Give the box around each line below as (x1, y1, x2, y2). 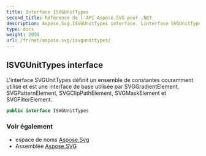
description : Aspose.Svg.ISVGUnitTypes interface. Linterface (6, 20, 169, 26)
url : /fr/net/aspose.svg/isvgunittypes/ (6, 37, 112, 43)
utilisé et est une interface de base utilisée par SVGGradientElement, (6, 83, 180, 90)
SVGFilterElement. (6, 95, 53, 103)
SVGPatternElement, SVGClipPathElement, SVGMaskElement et (6, 89, 167, 97)
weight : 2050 (6, 32, 40, 38)
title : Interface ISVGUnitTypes (6, 9, 89, 15)
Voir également (6, 122, 53, 130)
